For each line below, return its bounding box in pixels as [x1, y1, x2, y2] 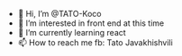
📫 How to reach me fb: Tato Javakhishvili [17, 37, 173, 48]
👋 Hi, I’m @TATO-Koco [17, 9, 102, 19]
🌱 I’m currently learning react [17, 28, 126, 37]
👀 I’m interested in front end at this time [17, 18, 165, 28]
